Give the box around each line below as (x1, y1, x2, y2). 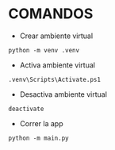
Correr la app (19, 118, 63, 128)
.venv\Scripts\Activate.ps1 (8, 75, 102, 83)
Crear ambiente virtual (19, 31, 94, 40)
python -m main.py (8, 134, 69, 142)
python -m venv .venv (8, 46, 80, 54)
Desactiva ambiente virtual (19, 89, 107, 99)
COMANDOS (8, 5, 94, 23)
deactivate (8, 105, 44, 113)
